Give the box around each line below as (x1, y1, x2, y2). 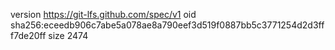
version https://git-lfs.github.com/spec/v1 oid (10, 9, 197, 20)
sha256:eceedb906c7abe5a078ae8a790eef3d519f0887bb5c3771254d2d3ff (10, 19, 325, 31)
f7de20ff (10, 30, 47, 41)
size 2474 (48, 30, 89, 41)
